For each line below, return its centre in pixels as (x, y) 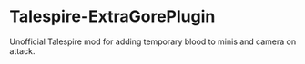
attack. (22, 50)
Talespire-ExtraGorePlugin (112, 17)
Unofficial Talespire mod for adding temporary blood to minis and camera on (153, 41)
